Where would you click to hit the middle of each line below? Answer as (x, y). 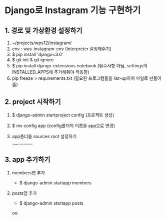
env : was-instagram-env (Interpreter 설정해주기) (62, 49)
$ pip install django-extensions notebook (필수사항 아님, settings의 (80, 66)
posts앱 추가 (24, 193)
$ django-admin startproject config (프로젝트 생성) (63, 115)
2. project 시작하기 (33, 102)
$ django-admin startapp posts (51, 203)
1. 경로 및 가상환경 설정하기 (43, 30)
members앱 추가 (28, 173)
